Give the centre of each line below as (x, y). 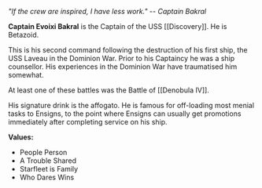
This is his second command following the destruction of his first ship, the (128, 50)
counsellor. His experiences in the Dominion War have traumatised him (123, 67)
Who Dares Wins (47, 177)
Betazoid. (24, 35)
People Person (43, 152)
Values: (21, 137)
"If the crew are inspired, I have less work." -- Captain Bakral (107, 11)
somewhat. (26, 75)
